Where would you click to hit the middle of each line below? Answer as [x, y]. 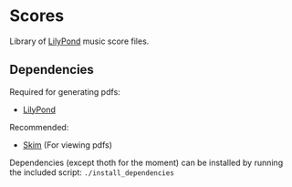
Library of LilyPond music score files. [79, 41]
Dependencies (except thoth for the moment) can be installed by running [146, 162]
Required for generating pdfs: [65, 91]
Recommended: [39, 127]
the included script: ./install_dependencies [92, 172]
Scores [37, 16]
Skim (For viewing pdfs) [67, 145]
